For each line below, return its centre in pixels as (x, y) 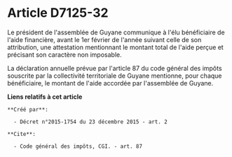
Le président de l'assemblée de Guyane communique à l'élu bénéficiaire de (116, 32)
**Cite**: (22, 134)
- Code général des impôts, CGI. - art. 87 (78, 146)
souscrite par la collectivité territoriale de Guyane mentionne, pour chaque (115, 76)
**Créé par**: (28, 109)
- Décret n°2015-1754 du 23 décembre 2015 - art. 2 (91, 122)
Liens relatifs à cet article (45, 97)
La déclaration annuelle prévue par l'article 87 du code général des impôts (115, 68)
